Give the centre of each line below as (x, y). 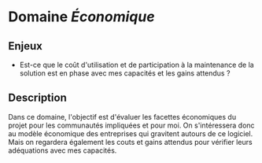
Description (37, 98)
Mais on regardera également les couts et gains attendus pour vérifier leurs (131, 142)
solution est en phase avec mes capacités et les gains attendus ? (125, 73)
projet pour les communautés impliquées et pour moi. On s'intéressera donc (131, 125)
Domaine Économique (81, 17)
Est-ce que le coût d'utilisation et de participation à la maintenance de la (137, 65)
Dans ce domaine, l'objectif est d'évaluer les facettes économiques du (122, 117)
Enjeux (26, 46)
